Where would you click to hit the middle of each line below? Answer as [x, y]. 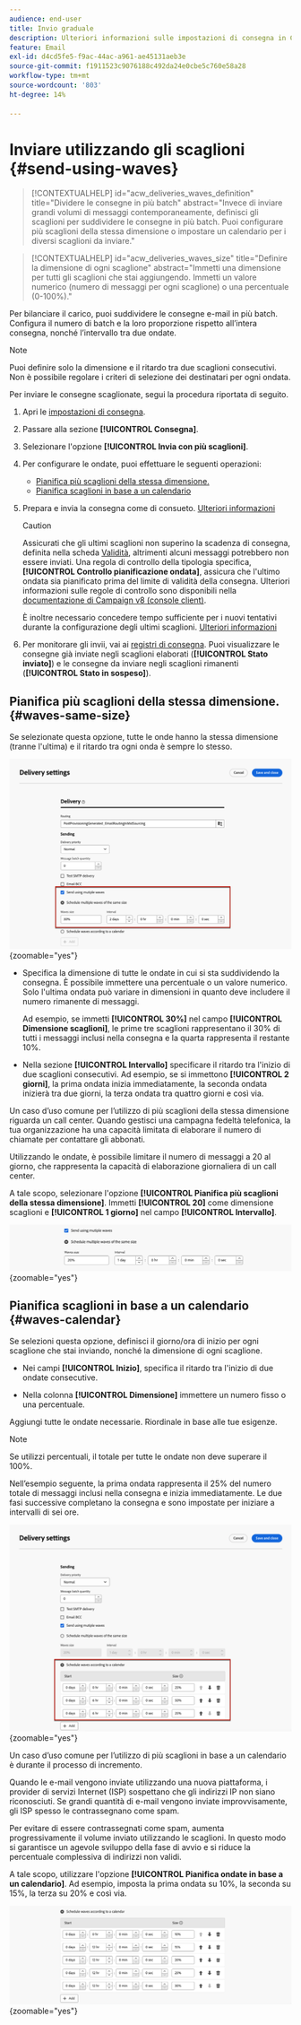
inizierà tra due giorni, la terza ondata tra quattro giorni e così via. [143, 1093]
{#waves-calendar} [65, 1320]
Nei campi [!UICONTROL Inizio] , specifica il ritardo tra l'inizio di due [148, 1369]
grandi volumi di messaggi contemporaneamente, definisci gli [145, 213]
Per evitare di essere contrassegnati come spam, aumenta [117, 1829]
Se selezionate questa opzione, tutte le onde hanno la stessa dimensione [144, 737]
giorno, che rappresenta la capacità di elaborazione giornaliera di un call [143, 1167]
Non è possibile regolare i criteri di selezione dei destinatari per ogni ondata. [150, 378]
